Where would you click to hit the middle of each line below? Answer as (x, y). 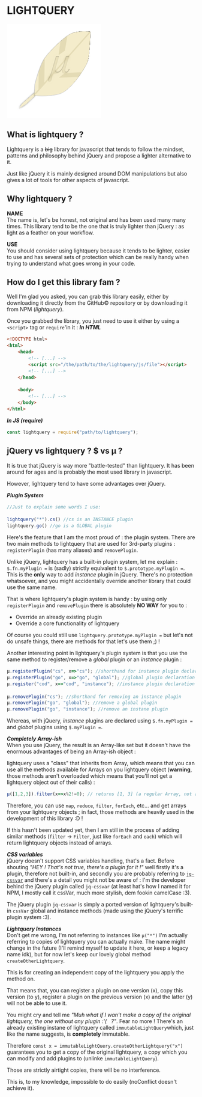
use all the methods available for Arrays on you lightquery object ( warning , (100, 769)
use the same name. (32, 587)
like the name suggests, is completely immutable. (68, 1034)
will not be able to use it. (37, 1003)
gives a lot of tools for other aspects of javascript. (68, 180)
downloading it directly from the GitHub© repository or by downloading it (97, 303)
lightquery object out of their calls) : (51, 783)
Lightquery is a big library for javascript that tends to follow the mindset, (96, 149)
